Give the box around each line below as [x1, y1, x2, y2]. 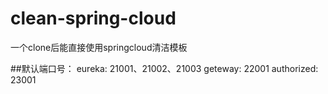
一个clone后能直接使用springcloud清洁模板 [10, 41, 188, 53]
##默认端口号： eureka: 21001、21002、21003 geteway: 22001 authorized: [10, 62, 319, 74]
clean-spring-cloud [10, 7, 177, 30]
